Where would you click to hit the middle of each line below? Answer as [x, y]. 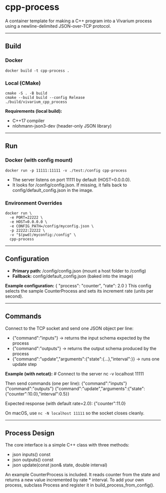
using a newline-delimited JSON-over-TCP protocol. [58, 26]
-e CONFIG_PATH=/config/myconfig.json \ [52, 226]
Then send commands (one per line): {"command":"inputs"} [66, 383]
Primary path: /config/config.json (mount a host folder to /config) [79, 270]
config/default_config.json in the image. [53, 190]
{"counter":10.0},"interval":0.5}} [37, 394]
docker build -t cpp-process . [37, 71]
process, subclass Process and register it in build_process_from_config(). [80, 485]
